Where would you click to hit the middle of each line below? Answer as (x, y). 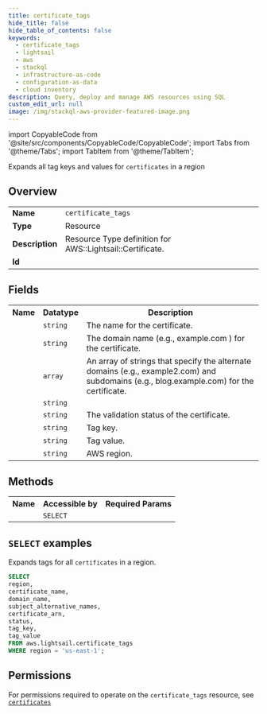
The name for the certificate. (139, 325)
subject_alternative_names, (55, 606)
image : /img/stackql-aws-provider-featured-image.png (99, 112)
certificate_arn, (37, 614)
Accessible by (70, 504)
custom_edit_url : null (46, 104)
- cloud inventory (46, 89)
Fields (24, 290)
